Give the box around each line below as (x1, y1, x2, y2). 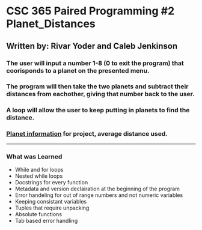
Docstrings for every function (14, 178, 88, 186)
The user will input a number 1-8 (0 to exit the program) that (6, 59, 185, 67)
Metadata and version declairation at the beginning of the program (14, 185, 180, 192)
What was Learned (6, 152, 63, 160)
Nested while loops (14, 172, 63, 180)
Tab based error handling (14, 217, 78, 224)
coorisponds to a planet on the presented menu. (6, 66, 150, 74)
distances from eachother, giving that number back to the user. (6, 90, 195, 98)
